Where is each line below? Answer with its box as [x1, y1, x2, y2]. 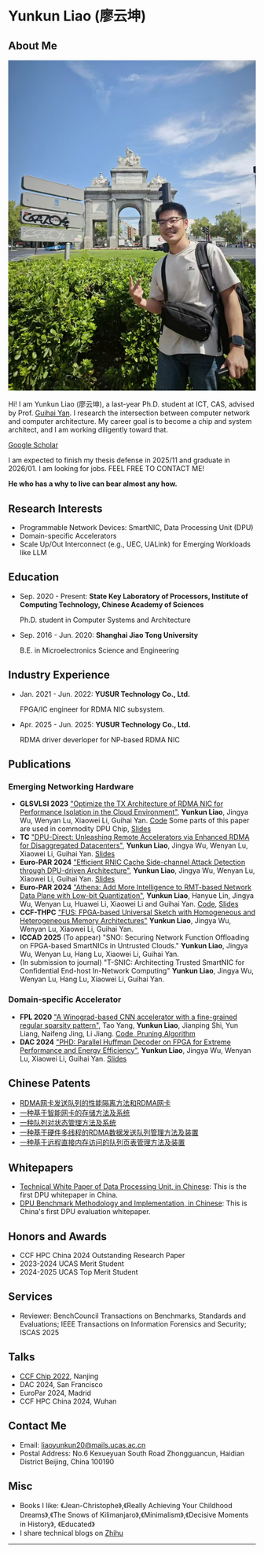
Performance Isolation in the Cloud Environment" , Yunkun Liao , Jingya [19, 808, 249, 817]
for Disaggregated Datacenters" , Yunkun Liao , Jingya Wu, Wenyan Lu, [19, 841, 249, 850]
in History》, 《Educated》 [19, 1519, 96, 1529]
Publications [8, 758, 71, 771]
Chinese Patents [8, 1076, 91, 1090]
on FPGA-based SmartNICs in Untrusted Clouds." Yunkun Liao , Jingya [19, 941, 248, 951]
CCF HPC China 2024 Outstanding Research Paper [19, 1251, 185, 1260]
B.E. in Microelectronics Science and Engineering [19, 646, 179, 655]
